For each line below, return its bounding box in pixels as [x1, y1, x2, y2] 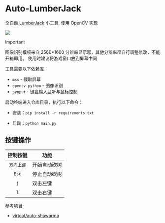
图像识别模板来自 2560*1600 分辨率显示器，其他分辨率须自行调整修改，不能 [5, 49, 161, 55]
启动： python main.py [12, 120, 57, 126]
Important [5, 39, 25, 45]
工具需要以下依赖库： [5, 66, 48, 72]
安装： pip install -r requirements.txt [12, 110, 94, 115]
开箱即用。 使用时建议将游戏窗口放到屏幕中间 [5, 55, 97, 61]
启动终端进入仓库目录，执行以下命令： [5, 99, 83, 105]
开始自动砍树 [32, 161, 63, 168]
